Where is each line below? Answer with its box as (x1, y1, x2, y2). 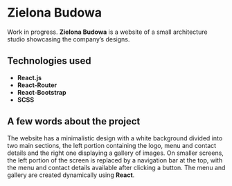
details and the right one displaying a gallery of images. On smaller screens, (7, 149, 224, 157)
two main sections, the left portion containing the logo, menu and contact (7, 141, 217, 149)
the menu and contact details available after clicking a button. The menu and (7, 163, 226, 171)
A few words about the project (7, 115, 141, 127)
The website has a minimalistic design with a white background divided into (7, 133, 223, 142)
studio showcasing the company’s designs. (7, 35, 130, 43)
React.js (17, 73, 42, 82)
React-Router (17, 81, 57, 89)
